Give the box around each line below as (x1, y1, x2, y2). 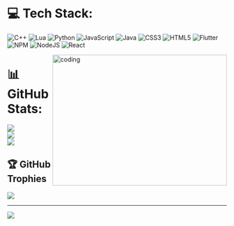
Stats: (7, 101, 43, 117)
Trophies (7, 173, 47, 185)
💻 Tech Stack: (7, 6, 93, 22)
